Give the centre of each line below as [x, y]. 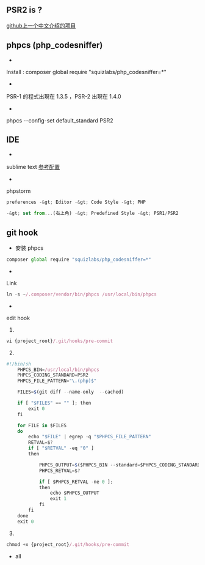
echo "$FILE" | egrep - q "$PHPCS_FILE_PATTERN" [90, 437]
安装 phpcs [29, 248]
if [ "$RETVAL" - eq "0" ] [61, 448]
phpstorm [19, 191]
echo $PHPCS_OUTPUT [74, 493]
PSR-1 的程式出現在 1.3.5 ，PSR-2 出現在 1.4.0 [64, 96]
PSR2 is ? [24, 10]
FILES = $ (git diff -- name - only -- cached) [70, 392]
